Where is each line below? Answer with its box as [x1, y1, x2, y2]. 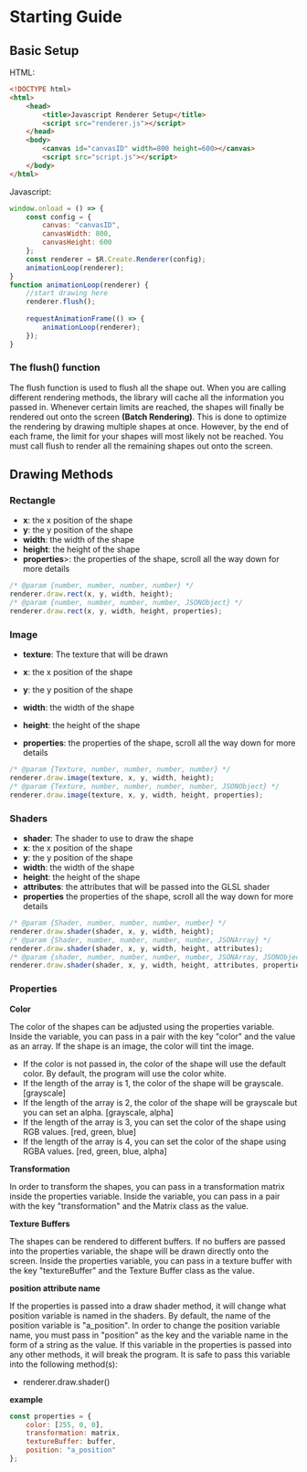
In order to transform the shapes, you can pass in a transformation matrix [9, 1181, 285, 1191]
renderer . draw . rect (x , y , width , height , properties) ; [9, 607, 223, 616]
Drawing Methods [9, 467, 114, 482]
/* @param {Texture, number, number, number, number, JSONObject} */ [9, 782, 281, 791]
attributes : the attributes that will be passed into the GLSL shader [22, 882, 270, 893]
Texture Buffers [9, 1218, 70, 1229]
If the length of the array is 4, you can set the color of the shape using [22, 1136, 287, 1147]
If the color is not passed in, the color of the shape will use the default [22, 1058, 286, 1069]
